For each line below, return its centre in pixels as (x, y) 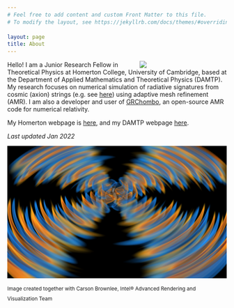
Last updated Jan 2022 (41, 137)
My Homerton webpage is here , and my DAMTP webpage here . (98, 123)
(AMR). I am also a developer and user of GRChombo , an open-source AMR (116, 102)
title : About (26, 44)
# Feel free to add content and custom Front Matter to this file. (107, 15)
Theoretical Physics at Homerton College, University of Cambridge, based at (117, 72)
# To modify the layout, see (49, 22)
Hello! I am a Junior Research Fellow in (63, 65)
